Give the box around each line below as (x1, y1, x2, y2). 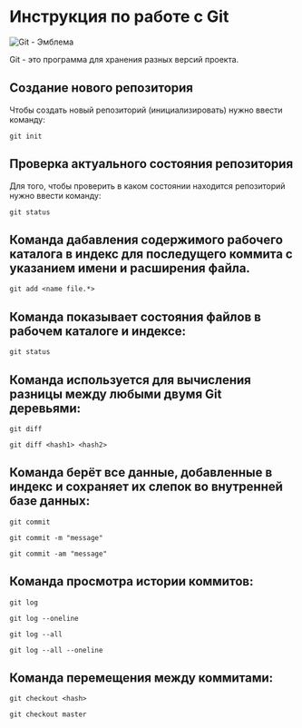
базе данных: (9, 493, 91, 509)
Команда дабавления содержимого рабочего (9, 231, 284, 247)
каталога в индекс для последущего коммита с (9, 246, 293, 261)
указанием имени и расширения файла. (9, 261, 251, 276)
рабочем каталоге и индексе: (9, 323, 187, 339)
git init (9, 132, 43, 141)
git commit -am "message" (9, 549, 107, 558)
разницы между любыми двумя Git (9, 386, 222, 401)
